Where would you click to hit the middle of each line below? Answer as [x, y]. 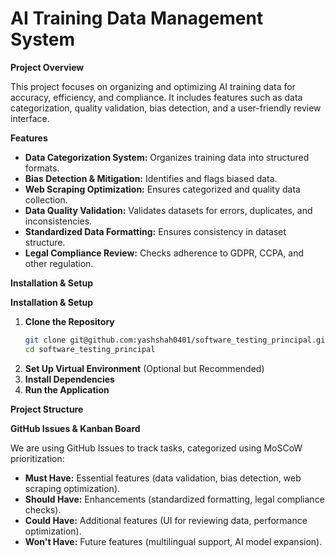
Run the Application [67, 389]
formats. [42, 168]
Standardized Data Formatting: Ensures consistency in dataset [155, 231]
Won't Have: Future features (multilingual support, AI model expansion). [173, 541]
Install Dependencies [69, 379]
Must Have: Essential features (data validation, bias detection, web [163, 478]
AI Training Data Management [137, 18]
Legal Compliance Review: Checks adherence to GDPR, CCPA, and [164, 253]
